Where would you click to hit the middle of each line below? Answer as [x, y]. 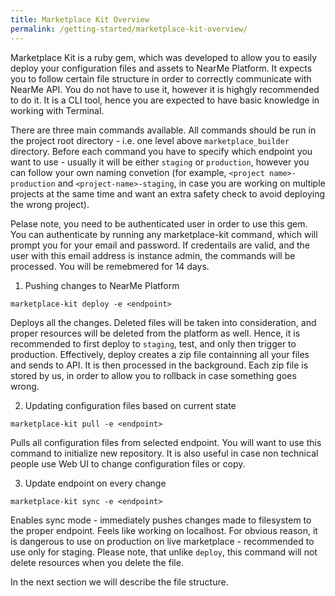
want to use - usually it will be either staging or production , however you [160, 162]
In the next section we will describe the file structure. [119, 582]
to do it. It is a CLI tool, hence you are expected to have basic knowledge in [165, 100]
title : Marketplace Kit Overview [80, 19]
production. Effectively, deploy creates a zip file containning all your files [160, 354]
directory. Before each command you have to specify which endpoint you [161, 151]
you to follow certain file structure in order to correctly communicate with [161, 78]
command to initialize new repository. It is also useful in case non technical [164, 453]
